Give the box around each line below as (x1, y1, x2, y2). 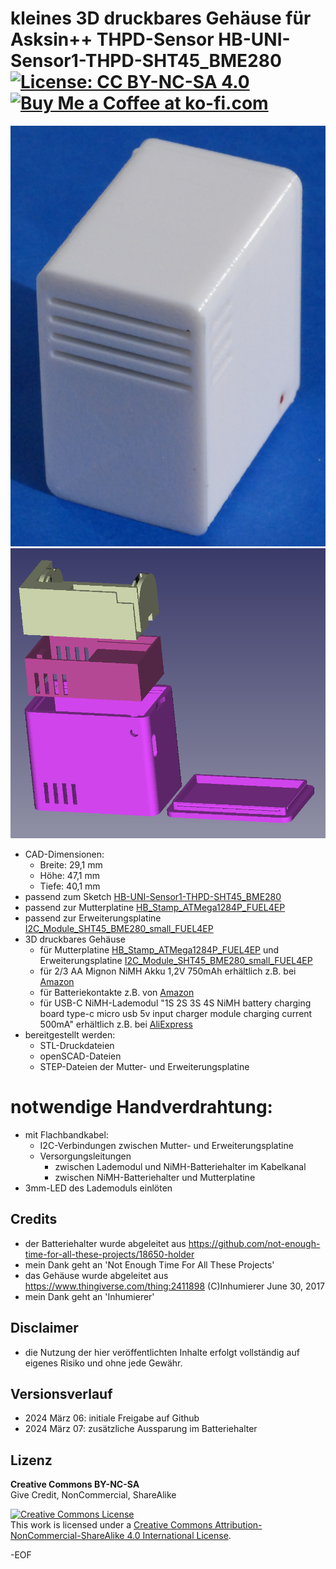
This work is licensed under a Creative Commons (10, 1519, 213, 1531)
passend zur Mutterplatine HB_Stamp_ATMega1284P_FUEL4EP (24, 902, 286, 913)
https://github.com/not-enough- (188, 1237, 321, 1249)
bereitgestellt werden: (24, 1029, 116, 1041)
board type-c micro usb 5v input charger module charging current (39, 1008, 313, 1019)
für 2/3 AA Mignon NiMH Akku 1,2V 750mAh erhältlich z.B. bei (39, 965, 297, 977)
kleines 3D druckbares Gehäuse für (10, 7, 312, 30)
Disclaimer (10, 1320, 79, 1337)
